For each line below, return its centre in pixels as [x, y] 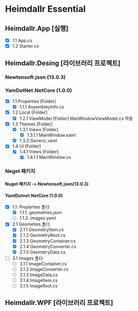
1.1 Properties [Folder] [34, 101]
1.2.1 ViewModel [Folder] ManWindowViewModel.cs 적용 [76, 118]
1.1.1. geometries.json [41, 213]
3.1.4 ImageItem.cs [39, 280]
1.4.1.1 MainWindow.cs [49, 157]
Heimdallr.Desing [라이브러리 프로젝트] [63, 63]
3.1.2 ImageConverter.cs [44, 269]
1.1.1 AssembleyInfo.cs [42, 107]
